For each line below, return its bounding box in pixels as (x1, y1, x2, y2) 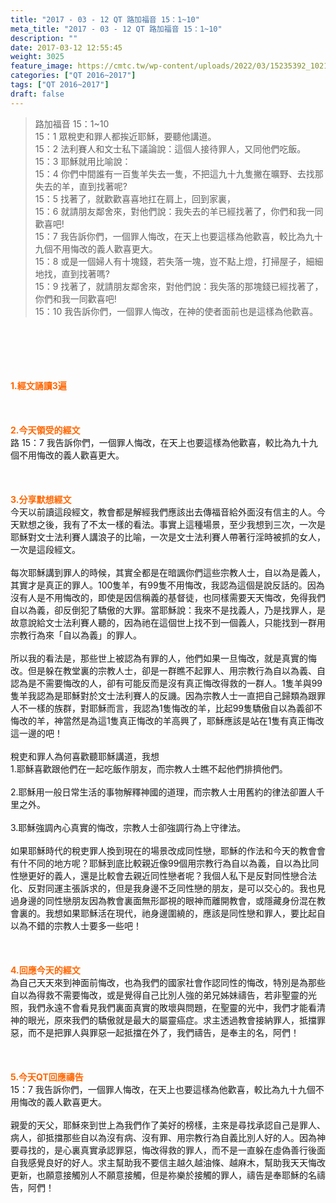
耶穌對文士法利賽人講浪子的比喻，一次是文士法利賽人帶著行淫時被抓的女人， (10, 531, 326, 543)
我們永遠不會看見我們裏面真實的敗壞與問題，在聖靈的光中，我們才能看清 (27, 1001, 326, 1013)
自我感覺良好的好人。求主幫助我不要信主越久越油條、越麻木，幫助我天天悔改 (10, 1156, 326, 1168)
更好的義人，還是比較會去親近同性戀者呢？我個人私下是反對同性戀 (27, 869, 300, 881)
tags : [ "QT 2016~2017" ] (10, 80, 110, 90)
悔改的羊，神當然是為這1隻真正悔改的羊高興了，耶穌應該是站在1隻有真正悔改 (10, 714, 325, 726)
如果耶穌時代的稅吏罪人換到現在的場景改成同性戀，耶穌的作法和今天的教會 (10, 844, 317, 856)
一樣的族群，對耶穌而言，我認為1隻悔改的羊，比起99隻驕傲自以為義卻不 (27, 702, 323, 714)
